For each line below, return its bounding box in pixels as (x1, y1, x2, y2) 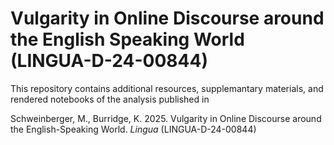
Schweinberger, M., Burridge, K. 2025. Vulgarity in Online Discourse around (10, 112, 322, 124)
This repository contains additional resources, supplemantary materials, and (10, 82, 324, 94)
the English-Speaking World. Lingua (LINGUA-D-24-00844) (10, 123, 257, 135)
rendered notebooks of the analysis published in (10, 93, 210, 105)
